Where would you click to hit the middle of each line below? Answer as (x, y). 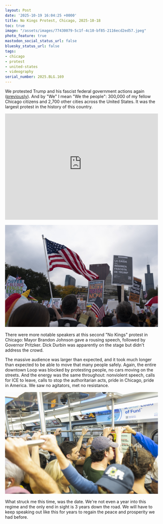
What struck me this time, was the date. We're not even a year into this (76, 502)
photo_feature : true (26, 36)
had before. (16, 517)
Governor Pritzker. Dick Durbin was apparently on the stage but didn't (75, 345)
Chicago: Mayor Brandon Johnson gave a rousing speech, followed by (75, 339)
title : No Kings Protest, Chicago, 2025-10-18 (53, 20)
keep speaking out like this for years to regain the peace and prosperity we (80, 512)
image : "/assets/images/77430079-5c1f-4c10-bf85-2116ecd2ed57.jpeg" (76, 31)
